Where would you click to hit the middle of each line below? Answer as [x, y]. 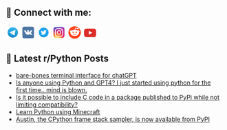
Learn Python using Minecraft [58, 111]
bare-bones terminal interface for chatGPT [76, 75]
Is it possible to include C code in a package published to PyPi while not [118, 97]
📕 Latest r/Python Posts [57, 59]
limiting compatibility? [46, 105]
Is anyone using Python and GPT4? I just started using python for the [113, 83]
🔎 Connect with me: [48, 13]
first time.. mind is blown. [51, 89]
